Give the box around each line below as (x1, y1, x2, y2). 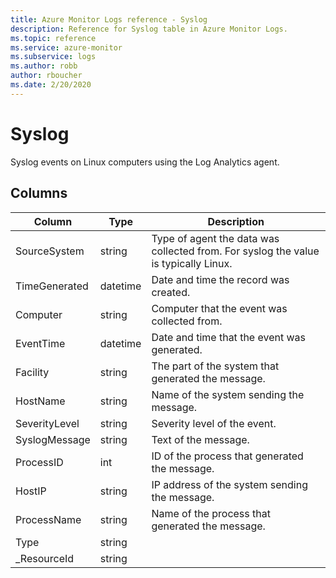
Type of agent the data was (151, 231, 280, 245)
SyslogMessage (15, 432, 91, 446)
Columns (10, 185, 68, 202)
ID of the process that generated (151, 449, 304, 463)
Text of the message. (151, 432, 250, 446)
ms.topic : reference (10, 33, 97, 43)
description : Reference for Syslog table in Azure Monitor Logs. (10, 24, 288, 34)
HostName (15, 394, 66, 408)
